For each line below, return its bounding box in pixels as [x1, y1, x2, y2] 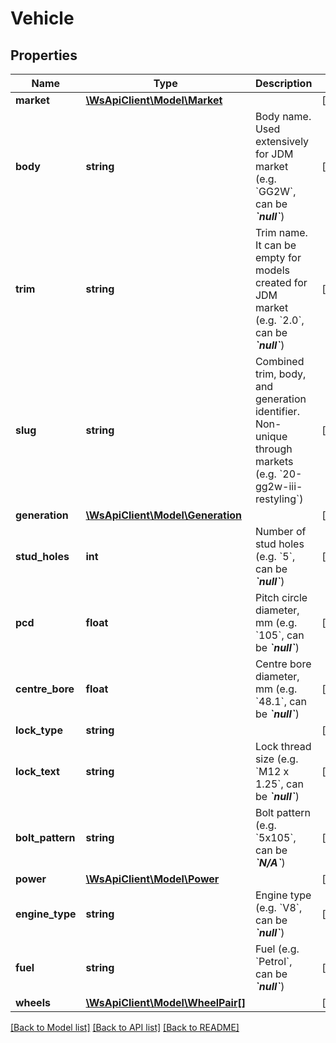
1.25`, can [254, 777, 304, 791]
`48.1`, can [254, 695, 307, 708]
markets [254, 455, 294, 468]
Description [254, 77, 313, 90]
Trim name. [254, 226, 308, 239]
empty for [254, 251, 302, 264]
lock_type [15, 723, 63, 737]
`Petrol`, [254, 955, 293, 968]
